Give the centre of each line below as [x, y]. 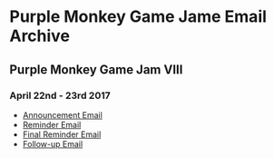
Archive [40, 36]
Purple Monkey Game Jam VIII [96, 69]
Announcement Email [62, 114]
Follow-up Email [53, 143]
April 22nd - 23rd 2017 [60, 95]
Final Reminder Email [62, 134]
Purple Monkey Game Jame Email [138, 17]
